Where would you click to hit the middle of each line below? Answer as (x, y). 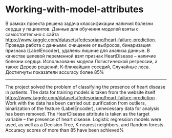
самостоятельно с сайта (32, 34)
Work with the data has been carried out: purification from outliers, (76, 103)
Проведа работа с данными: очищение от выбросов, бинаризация (78, 45)
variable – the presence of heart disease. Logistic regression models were (83, 119)
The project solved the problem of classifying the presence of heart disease (85, 87)
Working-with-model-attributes (74, 9)
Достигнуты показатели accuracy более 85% (55, 72)
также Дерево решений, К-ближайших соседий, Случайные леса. (78, 67)
